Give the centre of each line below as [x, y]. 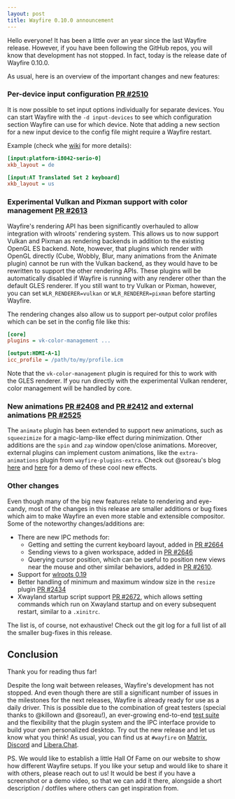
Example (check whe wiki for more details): [69, 145]
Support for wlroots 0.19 [52, 574]
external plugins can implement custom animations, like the [93, 453]
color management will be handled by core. [70, 388]
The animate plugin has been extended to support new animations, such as [115, 430]
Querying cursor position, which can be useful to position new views [127, 559]
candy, [17, 508]
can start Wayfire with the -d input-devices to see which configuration [109, 117]
